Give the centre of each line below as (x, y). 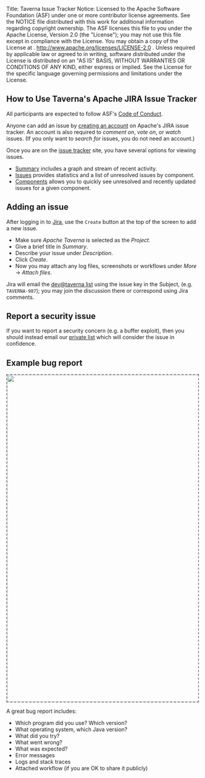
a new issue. (22, 228)
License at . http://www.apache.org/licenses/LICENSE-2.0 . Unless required (101, 47)
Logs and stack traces (43, 762)
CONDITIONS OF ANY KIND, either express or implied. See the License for (99, 67)
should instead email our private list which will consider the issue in (90, 337)
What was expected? (41, 749)
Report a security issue (51, 316)
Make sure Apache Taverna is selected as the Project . (82, 240)
